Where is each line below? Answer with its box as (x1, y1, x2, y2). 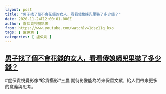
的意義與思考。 (5, 83, 36, 89)
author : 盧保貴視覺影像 (5, 21, 49, 26)
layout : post (5, 7, 32, 12)
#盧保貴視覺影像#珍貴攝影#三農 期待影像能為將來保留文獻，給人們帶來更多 (5, 77, 158, 83)
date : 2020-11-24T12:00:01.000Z (5, 16, 72, 21)
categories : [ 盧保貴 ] (5, 35, 52, 40)
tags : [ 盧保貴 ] (5, 30, 39, 35)
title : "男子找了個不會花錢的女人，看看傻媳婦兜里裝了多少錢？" (5, 12, 121, 17)
